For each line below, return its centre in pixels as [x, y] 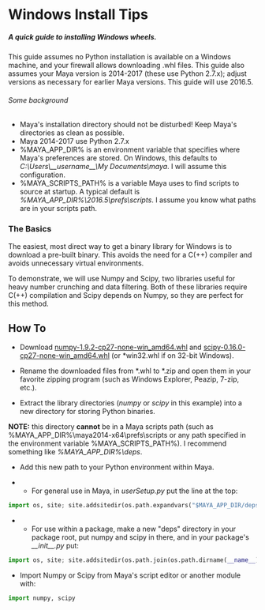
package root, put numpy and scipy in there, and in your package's [140, 537]
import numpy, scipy [42, 598]
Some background [38, 100]
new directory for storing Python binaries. [87, 412]
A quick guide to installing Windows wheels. [82, 36]
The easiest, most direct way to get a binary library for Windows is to [120, 246]
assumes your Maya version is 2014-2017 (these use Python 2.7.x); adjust [127, 73]
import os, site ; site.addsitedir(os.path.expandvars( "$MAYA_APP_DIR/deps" [135, 506]
